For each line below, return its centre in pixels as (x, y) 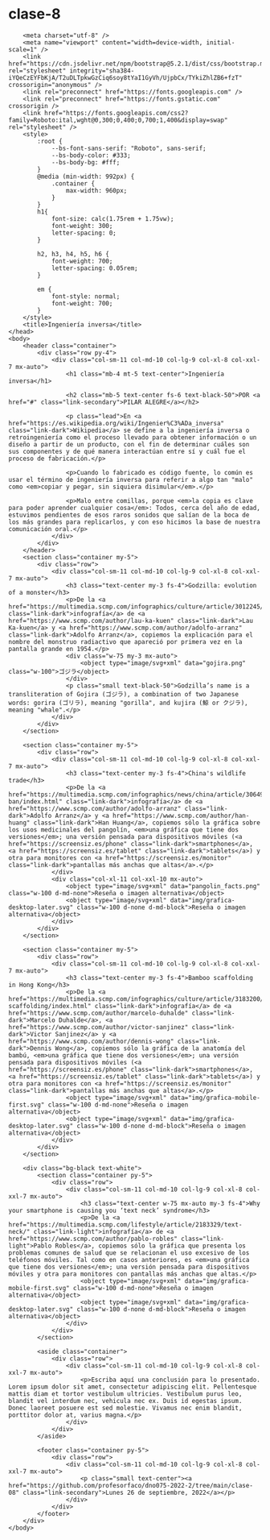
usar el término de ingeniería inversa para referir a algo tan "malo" (131, 479)
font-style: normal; (86, 296)
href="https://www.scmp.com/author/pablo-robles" (93, 1239)
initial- (221, 42)
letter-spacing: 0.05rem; (94, 268)
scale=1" (23, 49)
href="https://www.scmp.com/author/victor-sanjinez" (98, 1027)
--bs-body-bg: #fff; (86, 162)
